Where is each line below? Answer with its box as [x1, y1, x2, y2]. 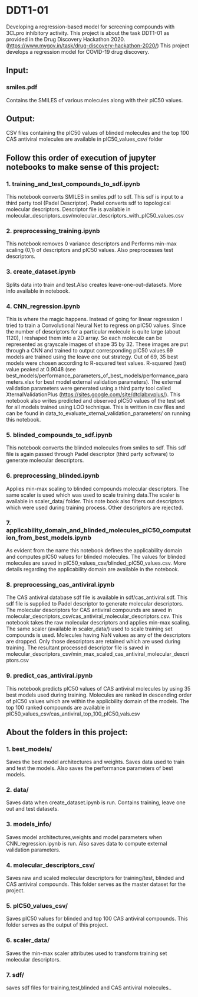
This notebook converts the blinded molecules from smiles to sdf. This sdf [6, 444, 186, 451]
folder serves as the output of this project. [6, 921, 108, 928]
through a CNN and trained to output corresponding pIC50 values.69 [6, 347, 173, 354]
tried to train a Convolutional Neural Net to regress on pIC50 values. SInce [6, 322, 186, 329]
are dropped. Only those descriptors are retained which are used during [6, 638, 181, 645]
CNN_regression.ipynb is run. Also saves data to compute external [6, 840, 167, 847]
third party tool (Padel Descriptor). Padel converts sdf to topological [6, 199, 171, 207]
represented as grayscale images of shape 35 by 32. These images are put [6, 341, 189, 348]
